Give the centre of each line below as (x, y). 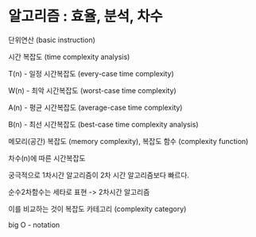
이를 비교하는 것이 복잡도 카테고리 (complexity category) (97, 208)
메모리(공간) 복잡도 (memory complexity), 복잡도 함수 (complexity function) (128, 141)
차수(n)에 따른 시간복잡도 (47, 158)
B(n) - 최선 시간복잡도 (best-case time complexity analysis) (103, 124)
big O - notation (34, 224)
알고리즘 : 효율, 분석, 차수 (85, 16)
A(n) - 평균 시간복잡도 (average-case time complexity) (95, 107)
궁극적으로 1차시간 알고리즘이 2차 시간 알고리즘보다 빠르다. (99, 175)
